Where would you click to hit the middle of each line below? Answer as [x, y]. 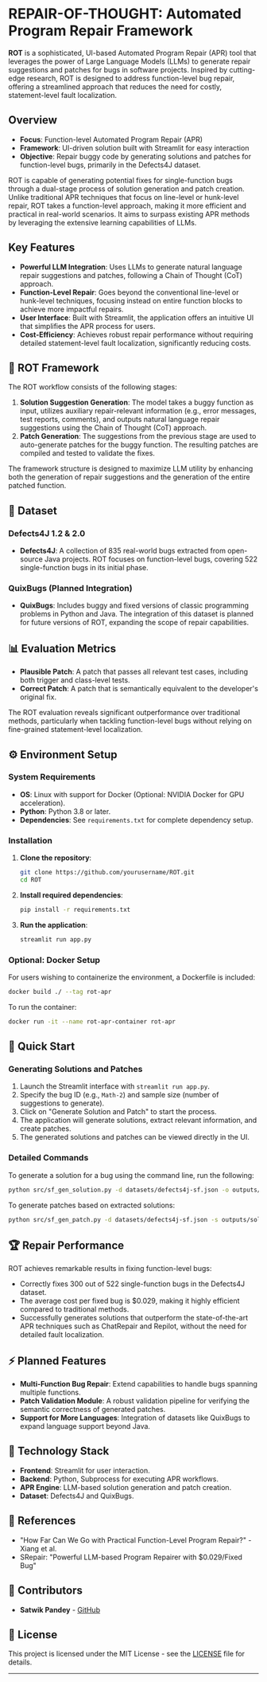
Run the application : [54, 925]
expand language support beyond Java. [85, 1426]
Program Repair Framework [101, 31]
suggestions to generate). [62, 1103]
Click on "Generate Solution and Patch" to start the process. [118, 1112]
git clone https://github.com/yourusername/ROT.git [107, 873]
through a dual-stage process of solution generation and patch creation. [126, 189]
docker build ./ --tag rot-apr [60, 992]
